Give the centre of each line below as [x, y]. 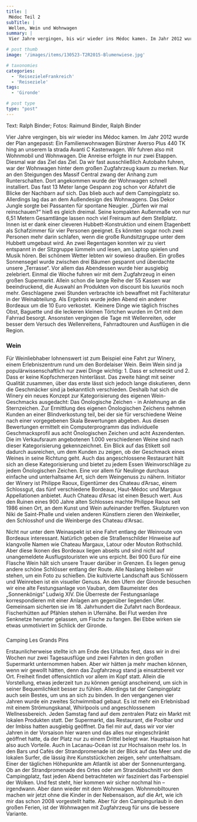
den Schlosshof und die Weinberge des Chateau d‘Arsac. [75, 521]
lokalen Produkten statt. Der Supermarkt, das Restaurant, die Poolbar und [95, 720]
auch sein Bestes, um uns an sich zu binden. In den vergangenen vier [90, 695]
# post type [21, 103]
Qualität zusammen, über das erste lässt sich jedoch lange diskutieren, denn [98, 383]
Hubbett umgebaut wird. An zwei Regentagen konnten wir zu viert [86, 243]
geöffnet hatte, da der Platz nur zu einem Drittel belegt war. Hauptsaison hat [98, 739]
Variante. [17, 813]
